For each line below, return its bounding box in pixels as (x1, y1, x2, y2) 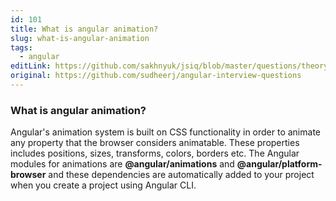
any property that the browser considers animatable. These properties (10, 137, 300, 149)
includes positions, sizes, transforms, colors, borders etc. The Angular (10, 147, 300, 160)
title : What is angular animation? (10, 24, 159, 34)
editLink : (10, 61, 52, 71)
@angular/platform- (236, 158, 323, 170)
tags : (10, 42, 33, 53)
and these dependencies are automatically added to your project (48, 169, 315, 181)
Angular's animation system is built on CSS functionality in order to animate (10, 126, 321, 138)
